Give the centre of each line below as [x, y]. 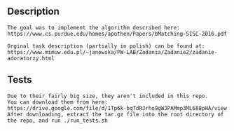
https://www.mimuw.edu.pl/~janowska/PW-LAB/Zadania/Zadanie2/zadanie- [112, 52]
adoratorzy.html [31, 58]
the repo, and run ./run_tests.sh [58, 120]
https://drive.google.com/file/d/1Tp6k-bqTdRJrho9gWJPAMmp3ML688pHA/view [117, 108]
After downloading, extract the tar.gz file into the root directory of [116, 114]
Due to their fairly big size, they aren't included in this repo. [108, 96]
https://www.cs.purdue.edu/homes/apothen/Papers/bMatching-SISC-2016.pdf [117, 34]
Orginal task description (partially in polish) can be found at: [106, 46]
